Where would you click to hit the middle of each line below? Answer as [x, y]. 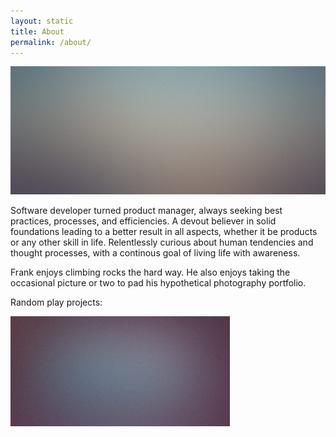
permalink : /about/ [51, 42]
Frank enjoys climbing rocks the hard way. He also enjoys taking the [150, 272]
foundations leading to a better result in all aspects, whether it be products [164, 231]
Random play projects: [56, 302]
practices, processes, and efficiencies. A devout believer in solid [143, 221]
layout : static [42, 21]
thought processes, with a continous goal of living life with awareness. [155, 252]
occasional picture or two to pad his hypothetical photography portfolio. [158, 282]
